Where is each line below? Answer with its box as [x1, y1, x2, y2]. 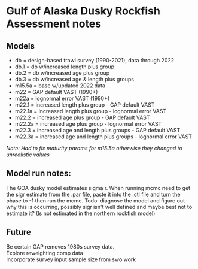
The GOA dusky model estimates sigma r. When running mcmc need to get [6, 184, 190, 191]
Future [6, 227, 32, 237]
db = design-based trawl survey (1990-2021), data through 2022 [14, 57, 175, 64]
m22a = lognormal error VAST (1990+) [14, 95, 110, 102]
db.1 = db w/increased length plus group [14, 63, 115, 70]
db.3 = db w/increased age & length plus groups [14, 76, 135, 83]
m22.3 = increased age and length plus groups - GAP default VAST [14, 127, 181, 134]
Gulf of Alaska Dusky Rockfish [6, 4, 160, 18]
